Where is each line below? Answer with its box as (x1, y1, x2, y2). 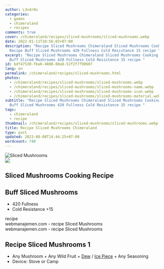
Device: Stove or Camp (12, 259, 59, 265)
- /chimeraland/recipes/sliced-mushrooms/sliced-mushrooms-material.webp (9, 93, 163, 98)
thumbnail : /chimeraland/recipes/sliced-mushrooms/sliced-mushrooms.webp (5, 121, 159, 126)
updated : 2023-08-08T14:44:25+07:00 (5, 134, 80, 139)
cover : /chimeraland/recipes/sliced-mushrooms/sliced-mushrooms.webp (5, 35, 150, 40)
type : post (5, 130, 27, 135)
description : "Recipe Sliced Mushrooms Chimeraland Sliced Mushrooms (5, 44, 150, 48)
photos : (5, 75, 21, 80)
